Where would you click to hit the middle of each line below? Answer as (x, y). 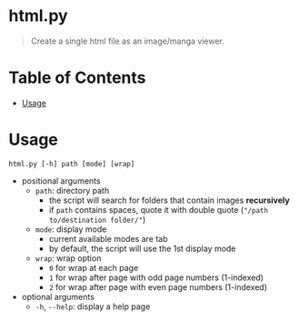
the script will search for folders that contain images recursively (169, 200)
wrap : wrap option (68, 258)
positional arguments (61, 181)
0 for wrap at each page (94, 267)
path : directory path (72, 190)
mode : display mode (71, 229)
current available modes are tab (108, 238)
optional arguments (58, 296)
